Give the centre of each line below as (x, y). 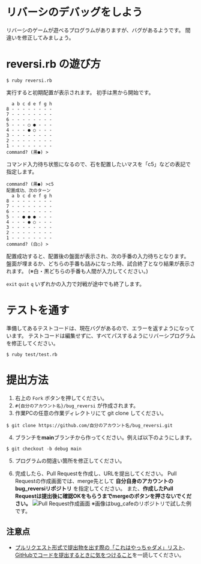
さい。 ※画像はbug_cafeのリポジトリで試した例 (103, 503)
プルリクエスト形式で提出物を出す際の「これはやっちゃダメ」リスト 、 (102, 547)
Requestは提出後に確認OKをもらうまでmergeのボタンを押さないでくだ (103, 496)
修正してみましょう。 (48, 37)
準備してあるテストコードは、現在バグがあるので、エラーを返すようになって (100, 328)
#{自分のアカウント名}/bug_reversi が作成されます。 (77, 405)
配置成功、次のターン (28, 190)
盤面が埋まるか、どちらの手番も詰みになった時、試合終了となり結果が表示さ (101, 263)
